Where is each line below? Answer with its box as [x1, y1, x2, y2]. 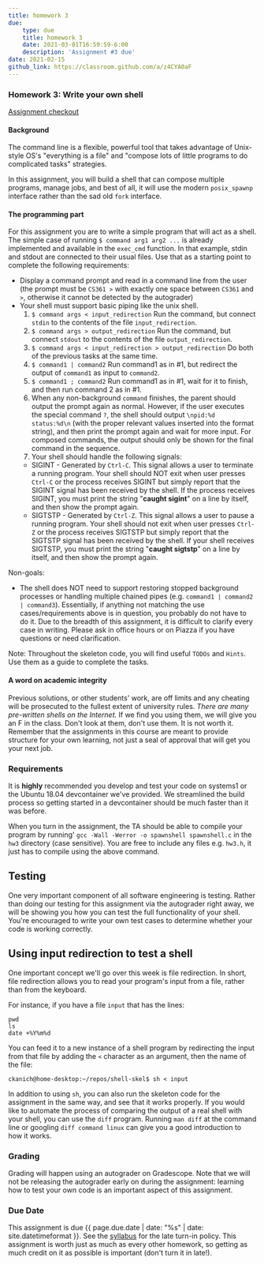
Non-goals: [8, 568, 45, 577]
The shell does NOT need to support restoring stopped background [19, 584, 239, 593]
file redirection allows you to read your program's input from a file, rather [8, 976, 245, 985]
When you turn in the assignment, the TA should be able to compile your [8, 821, 243, 831]
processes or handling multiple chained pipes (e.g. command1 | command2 [19, 591, 254, 601]
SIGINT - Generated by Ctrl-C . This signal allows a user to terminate [31, 460, 254, 470]
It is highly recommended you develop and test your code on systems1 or [8, 781, 247, 790]
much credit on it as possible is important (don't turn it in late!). [8, 1248, 213, 1258]
